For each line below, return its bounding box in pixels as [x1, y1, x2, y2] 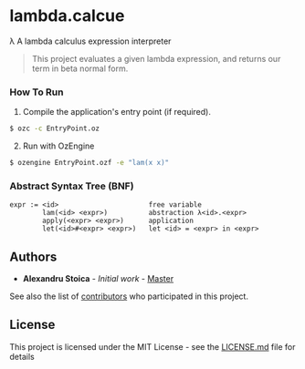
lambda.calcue [9, 5, 125, 26]
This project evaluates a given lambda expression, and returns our [31, 53, 281, 64]
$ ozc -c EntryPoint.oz [9, 124, 100, 133]
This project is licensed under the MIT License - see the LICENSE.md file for [9, 341, 296, 352]
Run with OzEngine [22, 140, 95, 151]
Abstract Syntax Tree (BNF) [9, 179, 134, 192]
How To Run [9, 86, 64, 98]
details [9, 351, 35, 362]
